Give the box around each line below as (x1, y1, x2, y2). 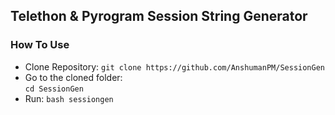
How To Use (10, 38, 70, 52)
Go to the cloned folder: (24, 71, 123, 83)
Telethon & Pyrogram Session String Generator (10, 8, 308, 25)
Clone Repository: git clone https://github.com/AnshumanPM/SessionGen (24, 60, 326, 73)
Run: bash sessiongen (24, 92, 114, 104)
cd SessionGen (24, 84, 84, 94)
